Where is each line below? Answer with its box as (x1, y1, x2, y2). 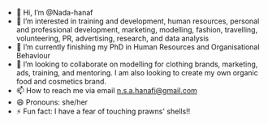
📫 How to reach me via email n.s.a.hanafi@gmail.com (15, 86, 197, 95)
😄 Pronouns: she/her (15, 97, 88, 107)
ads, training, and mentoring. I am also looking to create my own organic (15, 68, 258, 77)
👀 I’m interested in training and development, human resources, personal (15, 16, 260, 26)
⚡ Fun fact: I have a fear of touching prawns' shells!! (15, 106, 191, 116)
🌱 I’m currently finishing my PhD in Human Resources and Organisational (15, 42, 260, 52)
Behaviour (15, 51, 51, 60)
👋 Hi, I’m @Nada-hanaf (15, 8, 93, 17)
